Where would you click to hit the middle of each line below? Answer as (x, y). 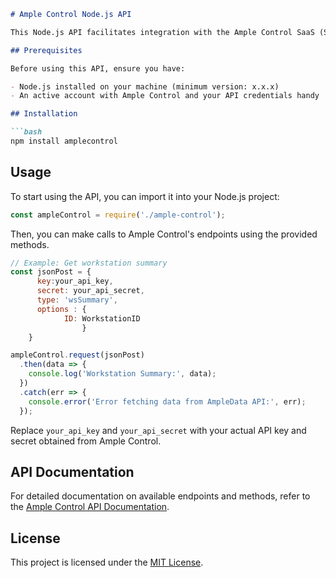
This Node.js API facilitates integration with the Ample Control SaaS (162, 32)
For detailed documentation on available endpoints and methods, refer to (160, 496)
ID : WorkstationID (102, 318)
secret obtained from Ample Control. (86, 441)
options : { (61, 309)
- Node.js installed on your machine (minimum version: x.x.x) (145, 86)
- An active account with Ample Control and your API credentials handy (165, 96)
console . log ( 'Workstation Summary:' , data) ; (122, 374)
